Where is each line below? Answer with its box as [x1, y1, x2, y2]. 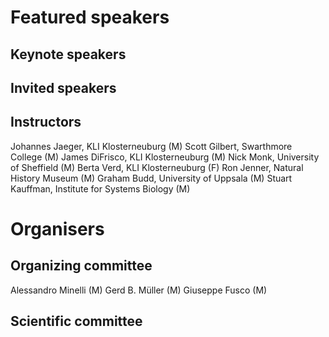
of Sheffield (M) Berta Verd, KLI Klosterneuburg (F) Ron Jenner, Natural [10, 161, 304, 173]
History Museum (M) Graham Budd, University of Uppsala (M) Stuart [10, 172, 293, 184]
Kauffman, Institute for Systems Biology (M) [10, 182, 191, 195]
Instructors [10, 114, 82, 131]
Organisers [10, 217, 105, 240]
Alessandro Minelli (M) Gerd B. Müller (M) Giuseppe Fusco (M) [10, 284, 268, 296]
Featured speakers [10, 6, 170, 29]
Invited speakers [10, 79, 117, 96]
